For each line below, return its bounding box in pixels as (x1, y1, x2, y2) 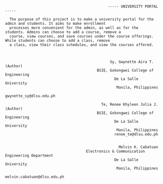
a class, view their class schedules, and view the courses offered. (9, 42, 154, 47)
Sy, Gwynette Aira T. (109, 59, 154, 64)
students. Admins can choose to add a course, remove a (5, 30, 121, 35)
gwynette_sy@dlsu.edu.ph (5, 93, 56, 98)
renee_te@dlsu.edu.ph (114, 132, 159, 137)
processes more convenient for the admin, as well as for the (9, 25, 139, 30)
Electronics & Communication (85, 149, 145, 154)
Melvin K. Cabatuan (119, 145, 159, 149)
